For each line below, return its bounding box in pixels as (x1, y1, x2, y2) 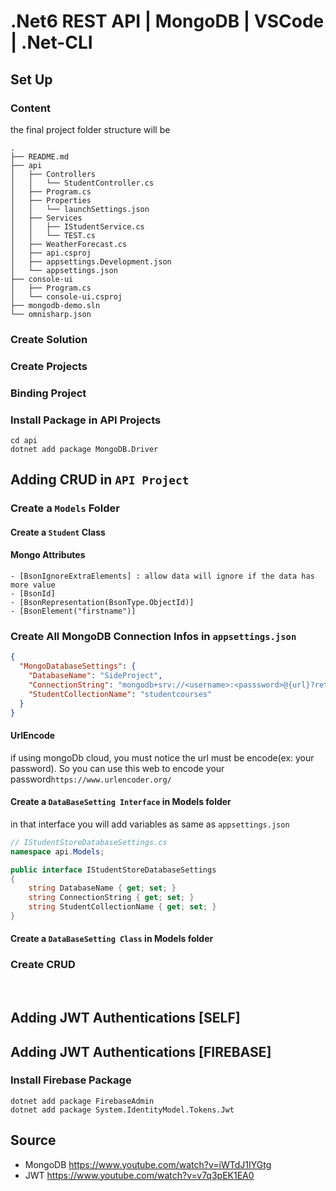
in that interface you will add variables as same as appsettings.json (10, 818, 290, 830)
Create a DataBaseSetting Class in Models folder (10, 933, 214, 945)
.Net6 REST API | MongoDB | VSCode (10, 10, 325, 33)
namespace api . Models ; (10, 846, 105, 857)
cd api (10, 435, 38, 445)
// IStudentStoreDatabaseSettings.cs (10, 837, 168, 847)
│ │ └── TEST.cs (10, 230, 97, 240)
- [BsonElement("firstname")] (10, 606, 137, 617)
